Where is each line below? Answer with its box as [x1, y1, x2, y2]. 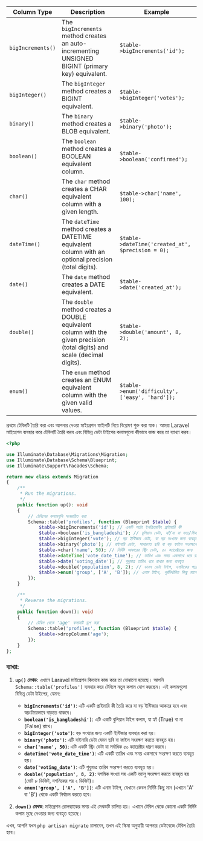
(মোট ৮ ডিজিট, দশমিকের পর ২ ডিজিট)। [24, 777, 95, 784]
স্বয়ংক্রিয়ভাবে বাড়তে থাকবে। [24, 709, 72, 716]
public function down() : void [17, 609, 94, 615]
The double [61, 298, 94, 306]
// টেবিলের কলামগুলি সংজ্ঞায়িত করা [28, 513, 86, 519]
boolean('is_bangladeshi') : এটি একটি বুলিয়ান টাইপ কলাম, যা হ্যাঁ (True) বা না [24, 715, 183, 723]
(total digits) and [61, 343, 109, 351]
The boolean [61, 137, 97, 145]
